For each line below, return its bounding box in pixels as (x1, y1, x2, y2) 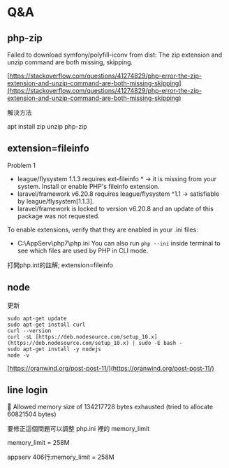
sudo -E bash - (138, 339, 183, 346)
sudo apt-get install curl (7, 321, 86, 328)
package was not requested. (17, 211, 100, 220)
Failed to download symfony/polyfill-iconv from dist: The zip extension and (7, 50, 223, 59)
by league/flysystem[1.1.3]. (17, 197, 94, 205)
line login (7, 384, 48, 396)
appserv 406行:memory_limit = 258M (7, 453, 114, 462)
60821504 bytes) (7, 410, 57, 418)
